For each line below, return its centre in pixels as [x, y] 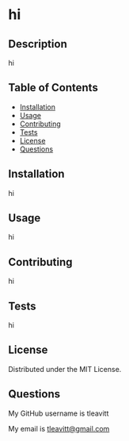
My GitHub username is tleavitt [59, 413]
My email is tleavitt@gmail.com [59, 428]
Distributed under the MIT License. [65, 369]
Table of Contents [53, 88]
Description [38, 44]
